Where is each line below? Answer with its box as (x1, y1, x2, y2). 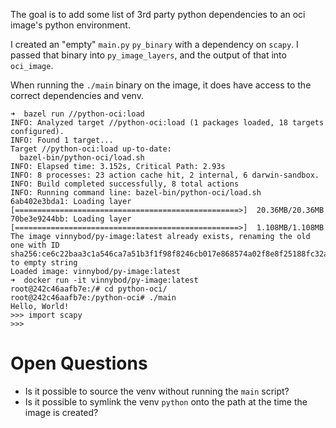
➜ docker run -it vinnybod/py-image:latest (10, 275, 199, 285)
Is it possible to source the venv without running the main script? (24, 385, 290, 397)
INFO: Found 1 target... (10, 135, 114, 145)
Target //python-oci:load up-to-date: (10, 144, 172, 154)
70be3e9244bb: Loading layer (10, 214, 132, 224)
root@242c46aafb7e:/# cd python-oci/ (10, 284, 168, 294)
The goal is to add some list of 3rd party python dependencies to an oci (10, 9, 306, 20)
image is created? (24, 406, 99, 418)
